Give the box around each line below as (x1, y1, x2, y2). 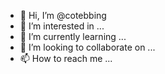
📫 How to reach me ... (19, 53, 113, 64)
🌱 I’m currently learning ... (19, 31, 127, 42)
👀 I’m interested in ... (19, 20, 105, 32)
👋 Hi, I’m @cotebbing (19, 10, 107, 21)
